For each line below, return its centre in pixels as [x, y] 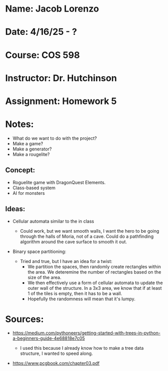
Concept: [20, 170]
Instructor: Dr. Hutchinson [61, 78]
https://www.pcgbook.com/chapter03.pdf [56, 363]
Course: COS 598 [43, 55]
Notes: [20, 124]
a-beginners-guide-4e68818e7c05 [49, 338]
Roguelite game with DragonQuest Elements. [59, 182]
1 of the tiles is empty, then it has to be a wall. [75, 293]
